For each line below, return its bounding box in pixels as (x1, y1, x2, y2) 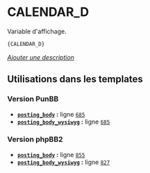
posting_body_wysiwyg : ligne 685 (17, 117, 110, 126)
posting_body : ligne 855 (17, 150, 85, 158)
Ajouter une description (7, 53, 75, 61)
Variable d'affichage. (7, 27, 67, 35)
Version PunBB (7, 94, 59, 104)
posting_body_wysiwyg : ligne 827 (17, 158, 110, 166)
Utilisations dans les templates (7, 74, 144, 85)
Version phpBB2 (7, 135, 64, 145)
